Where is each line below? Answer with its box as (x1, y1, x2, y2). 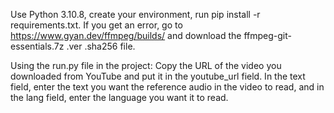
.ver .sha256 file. (66, 40, 136, 52)
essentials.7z (10, 40, 65, 52)
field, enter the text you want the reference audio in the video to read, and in (10, 81, 325, 93)
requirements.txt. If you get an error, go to (10, 19, 183, 31)
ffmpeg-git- (243, 30, 292, 41)
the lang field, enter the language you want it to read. (10, 92, 229, 103)
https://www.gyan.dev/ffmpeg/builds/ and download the (10, 30, 242, 41)
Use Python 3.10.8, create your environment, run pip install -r (10, 9, 261, 20)
